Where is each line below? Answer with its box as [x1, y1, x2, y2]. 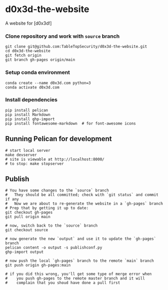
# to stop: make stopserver [5, 161, 64, 166]
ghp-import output [5, 250, 44, 255]
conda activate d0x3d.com [5, 84, 59, 90]
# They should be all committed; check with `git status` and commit [5, 192, 158, 198]
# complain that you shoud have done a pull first [5, 280, 121, 285]
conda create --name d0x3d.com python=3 [5, 80, 92, 85]
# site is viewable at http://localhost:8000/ [5, 157, 105, 162]
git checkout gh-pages [5, 210, 53, 215]
